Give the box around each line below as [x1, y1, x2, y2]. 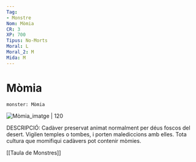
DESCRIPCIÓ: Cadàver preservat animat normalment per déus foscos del [6, 124, 191, 131]
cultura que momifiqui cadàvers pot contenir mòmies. [6, 137, 141, 144]
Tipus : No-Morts [6, 37, 48, 44]
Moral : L [6, 44, 29, 50]
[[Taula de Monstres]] [6, 148, 61, 156]
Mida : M [6, 55, 26, 61]
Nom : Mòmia [6, 20, 34, 26]
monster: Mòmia [6, 101, 45, 107]
